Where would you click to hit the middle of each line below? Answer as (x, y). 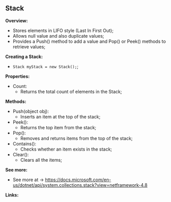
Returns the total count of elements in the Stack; (71, 92)
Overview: (17, 20)
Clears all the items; (41, 160)
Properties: (17, 76)
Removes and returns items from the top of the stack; (76, 138)
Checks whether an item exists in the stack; (66, 149)
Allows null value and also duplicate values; (58, 36)
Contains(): (25, 143)
